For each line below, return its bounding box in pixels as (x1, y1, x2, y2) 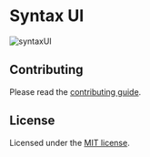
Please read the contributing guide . (9, 86, 142, 97)
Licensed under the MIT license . (9, 137, 130, 148)
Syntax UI (9, 5, 85, 26)
